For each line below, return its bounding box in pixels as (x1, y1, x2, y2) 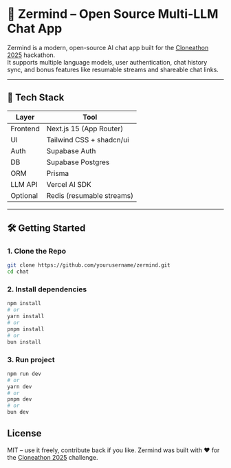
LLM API (10, 179, 38, 189)
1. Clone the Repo (7, 247, 67, 256)
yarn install (7, 313, 45, 320)
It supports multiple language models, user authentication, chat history (7, 58, 208, 66)
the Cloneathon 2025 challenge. (7, 453, 98, 461)
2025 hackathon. (7, 51, 56, 59)
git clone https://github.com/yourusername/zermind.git (7, 262, 170, 269)
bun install (7, 338, 41, 346)
